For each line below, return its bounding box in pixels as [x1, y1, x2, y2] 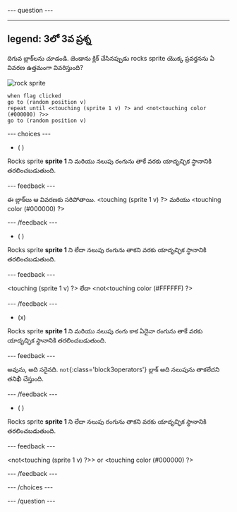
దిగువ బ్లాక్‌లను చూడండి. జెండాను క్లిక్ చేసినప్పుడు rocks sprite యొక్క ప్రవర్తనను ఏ [7, 54, 215, 62]
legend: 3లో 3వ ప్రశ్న [7, 33, 92, 45]
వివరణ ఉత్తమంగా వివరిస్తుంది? [7, 63, 83, 71]
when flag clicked [7, 92, 61, 100]
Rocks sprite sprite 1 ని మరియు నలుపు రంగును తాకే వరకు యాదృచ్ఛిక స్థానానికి [7, 157, 212, 165]
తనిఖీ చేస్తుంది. [7, 374, 44, 383]
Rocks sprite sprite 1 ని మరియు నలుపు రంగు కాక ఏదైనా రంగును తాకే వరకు [7, 326, 203, 335]
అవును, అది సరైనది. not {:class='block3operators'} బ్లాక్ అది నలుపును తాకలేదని [7, 365, 220, 374]
